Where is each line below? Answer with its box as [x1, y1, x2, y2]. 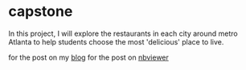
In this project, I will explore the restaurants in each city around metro [8, 29, 239, 38]
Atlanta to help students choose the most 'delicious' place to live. [8, 37, 224, 46]
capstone [8, 2, 73, 21]
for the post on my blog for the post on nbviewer [8, 52, 169, 62]
